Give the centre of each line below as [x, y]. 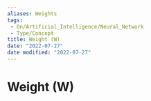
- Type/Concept [32, 33]
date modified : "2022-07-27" [49, 53]
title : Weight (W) [34, 40]
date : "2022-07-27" [35, 46]
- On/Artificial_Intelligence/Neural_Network [77, 26]
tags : [15, 20]
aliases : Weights [32, 14]
